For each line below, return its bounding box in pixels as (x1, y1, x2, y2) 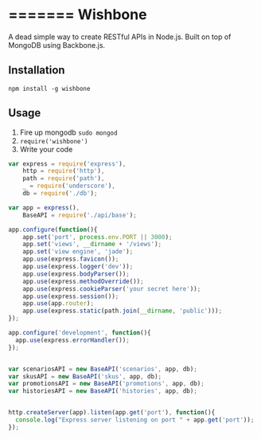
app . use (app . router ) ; (22, 300, 94, 308)
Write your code (19, 144, 73, 154)
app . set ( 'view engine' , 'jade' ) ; (22, 248, 134, 256)
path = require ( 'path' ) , (22, 174, 105, 182)
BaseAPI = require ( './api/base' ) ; (22, 211, 137, 219)
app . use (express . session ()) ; (22, 292, 119, 300)
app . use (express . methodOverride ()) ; (22, 277, 145, 285)
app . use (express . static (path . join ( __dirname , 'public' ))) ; (22, 307, 223, 316)
